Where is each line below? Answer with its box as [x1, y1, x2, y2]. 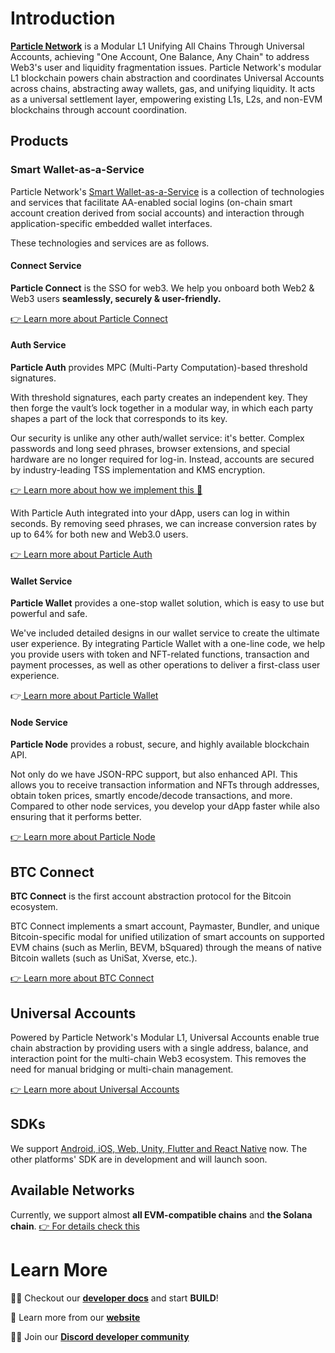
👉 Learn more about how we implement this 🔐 [10, 484, 203, 496]
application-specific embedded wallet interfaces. [10, 217, 213, 229]
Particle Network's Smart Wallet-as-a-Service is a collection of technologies [10, 185, 325, 197]
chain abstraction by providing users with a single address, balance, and [10, 1042, 309, 1054]
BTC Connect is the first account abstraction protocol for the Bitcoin [10, 890, 292, 902]
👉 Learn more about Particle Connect [10, 312, 168, 324]
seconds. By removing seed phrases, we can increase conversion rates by [10, 518, 317, 530]
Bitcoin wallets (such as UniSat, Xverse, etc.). [10, 952, 198, 964]
